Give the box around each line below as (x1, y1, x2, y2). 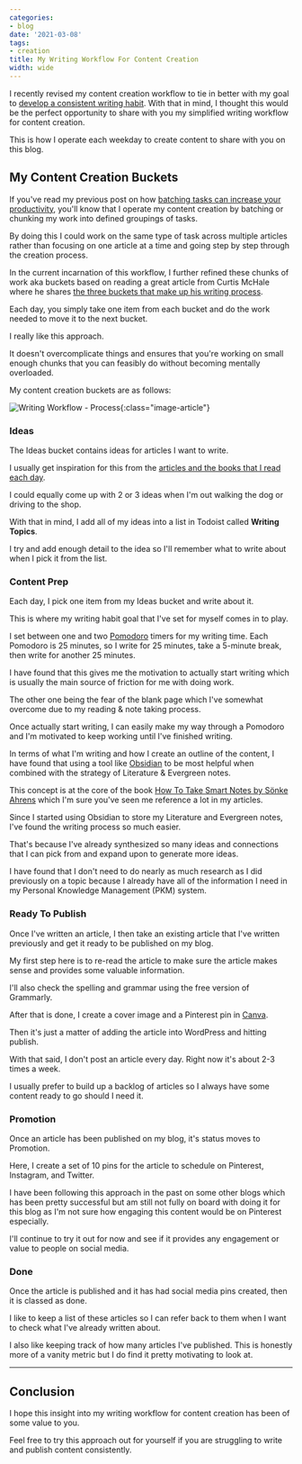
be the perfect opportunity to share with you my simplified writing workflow (9, 107, 289, 118)
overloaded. (9, 366, 54, 378)
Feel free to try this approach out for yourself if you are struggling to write (9, 1434, 283, 1445)
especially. (9, 1215, 49, 1226)
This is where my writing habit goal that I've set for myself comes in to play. (9, 613, 289, 624)
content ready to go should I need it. (9, 1090, 144, 1101)
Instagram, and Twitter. (9, 1170, 95, 1180)
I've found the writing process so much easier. (9, 821, 182, 833)
